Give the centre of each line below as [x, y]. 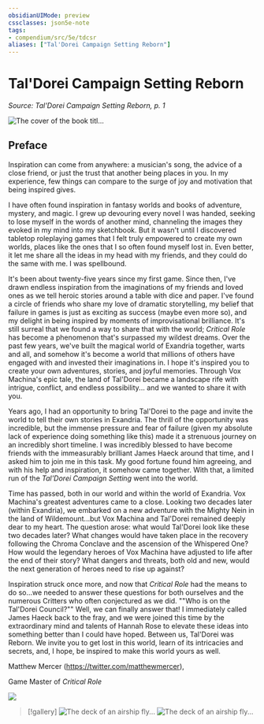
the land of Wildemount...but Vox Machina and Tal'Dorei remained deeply [127, 518]
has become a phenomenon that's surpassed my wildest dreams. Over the [129, 337]
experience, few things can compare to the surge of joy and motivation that [130, 181]
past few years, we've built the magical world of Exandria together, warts [127, 345]
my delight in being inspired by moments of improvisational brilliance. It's [127, 321]
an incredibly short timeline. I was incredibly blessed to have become [120, 444]
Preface [28, 145]
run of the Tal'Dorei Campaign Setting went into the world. [103, 478]
